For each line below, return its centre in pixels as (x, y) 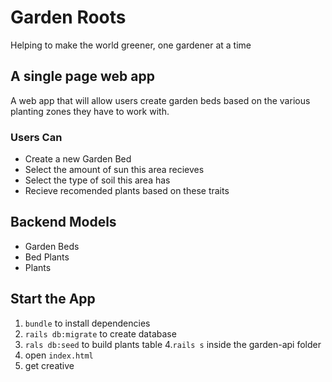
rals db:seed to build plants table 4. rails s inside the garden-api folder (173, 344)
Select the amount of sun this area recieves (114, 170)
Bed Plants (47, 257)
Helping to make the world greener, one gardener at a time (131, 45)
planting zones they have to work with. (90, 111)
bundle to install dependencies (87, 323)
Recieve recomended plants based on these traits (127, 191)
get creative (49, 365)
